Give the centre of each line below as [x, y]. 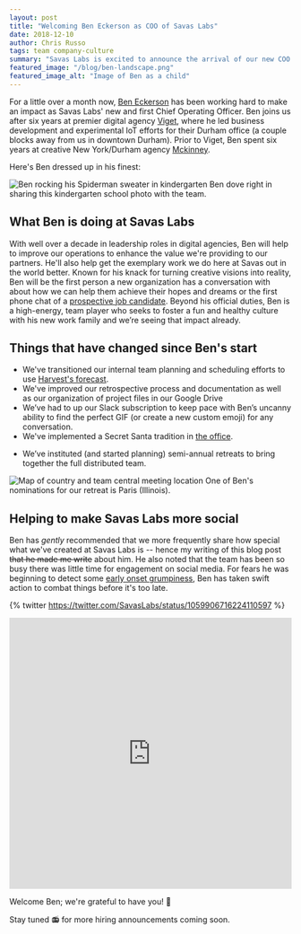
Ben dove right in [241, 184]
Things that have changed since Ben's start [133, 348]
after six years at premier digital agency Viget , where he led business [137, 120]
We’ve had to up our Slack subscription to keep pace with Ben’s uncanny [157, 408]
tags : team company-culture [62, 51]
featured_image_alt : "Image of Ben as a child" [100, 76]
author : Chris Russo [48, 43]
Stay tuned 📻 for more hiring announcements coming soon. [120, 920]
